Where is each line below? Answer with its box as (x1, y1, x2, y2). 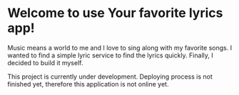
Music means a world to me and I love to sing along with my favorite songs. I (7, 43, 233, 52)
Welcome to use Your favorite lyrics (7, 5, 223, 21)
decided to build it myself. (7, 58, 83, 67)
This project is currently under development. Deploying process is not (7, 72, 213, 81)
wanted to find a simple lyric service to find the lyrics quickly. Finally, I (7, 51, 213, 60)
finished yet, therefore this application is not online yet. (7, 79, 169, 88)
